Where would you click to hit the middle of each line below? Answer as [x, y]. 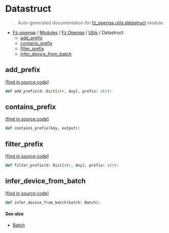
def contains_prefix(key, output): [43, 128]
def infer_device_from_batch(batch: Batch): [53, 202]
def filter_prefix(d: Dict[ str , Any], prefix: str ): [62, 165]
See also [14, 214]
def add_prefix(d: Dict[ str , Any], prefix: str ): [59, 91]
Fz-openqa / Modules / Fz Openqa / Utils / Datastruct [68, 32]
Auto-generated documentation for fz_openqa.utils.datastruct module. [91, 23]
